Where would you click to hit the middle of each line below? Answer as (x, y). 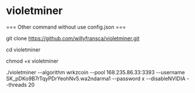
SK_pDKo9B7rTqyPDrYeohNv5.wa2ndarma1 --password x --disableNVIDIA (96, 78)
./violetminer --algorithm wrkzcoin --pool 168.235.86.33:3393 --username (95, 72)
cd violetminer (23, 49)
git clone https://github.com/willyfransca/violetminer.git (73, 38)
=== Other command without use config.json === (66, 27)
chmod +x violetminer (32, 61)
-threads (17, 85)
